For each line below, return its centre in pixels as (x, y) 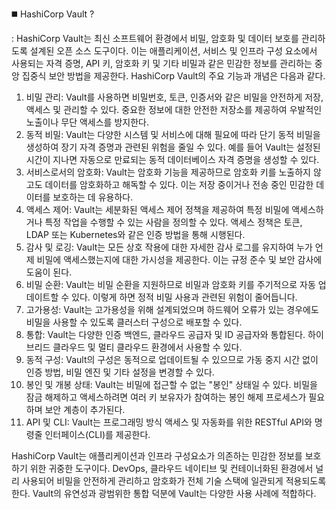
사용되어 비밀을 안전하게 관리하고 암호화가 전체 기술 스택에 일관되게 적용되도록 (174, 481)
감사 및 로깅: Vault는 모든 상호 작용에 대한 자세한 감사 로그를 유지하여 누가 (169, 247)
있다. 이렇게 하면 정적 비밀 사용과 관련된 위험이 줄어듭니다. (184, 297)
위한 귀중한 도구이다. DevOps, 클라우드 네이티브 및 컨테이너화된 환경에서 (171, 468)
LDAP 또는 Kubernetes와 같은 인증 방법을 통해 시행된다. (135, 234)
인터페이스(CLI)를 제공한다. (97, 434)
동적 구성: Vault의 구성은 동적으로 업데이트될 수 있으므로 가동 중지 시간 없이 (172, 359)
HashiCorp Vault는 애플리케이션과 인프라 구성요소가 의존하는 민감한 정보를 (157, 456)
